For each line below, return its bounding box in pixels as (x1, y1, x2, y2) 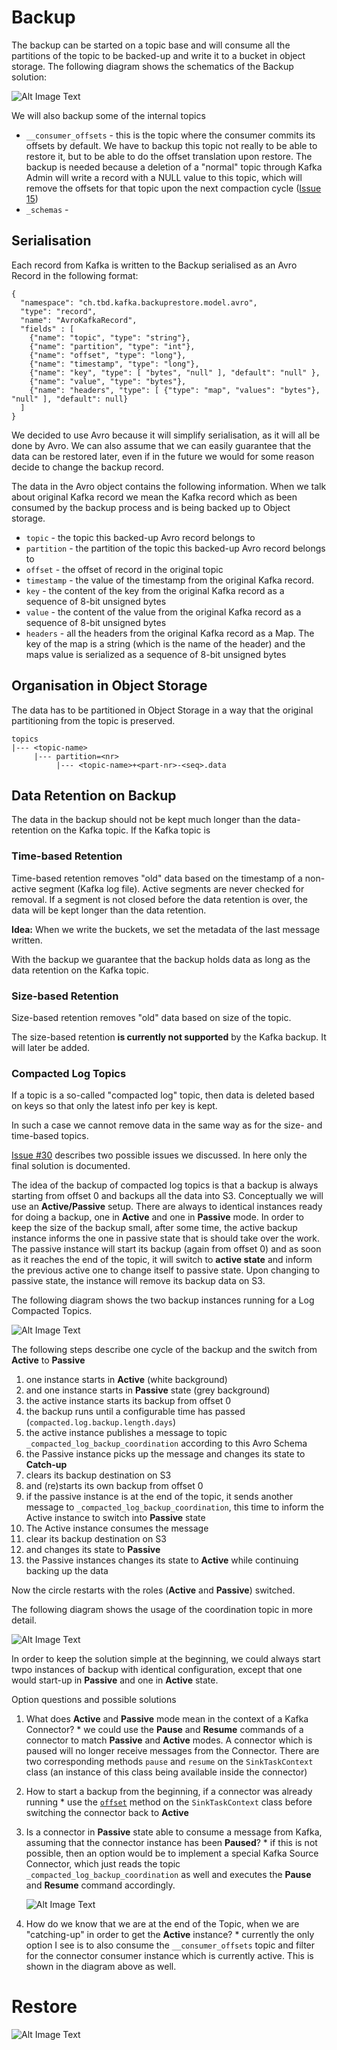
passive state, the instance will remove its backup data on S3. (11, 1275, 266, 1287)
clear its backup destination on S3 (25, 1533, 167, 1545)
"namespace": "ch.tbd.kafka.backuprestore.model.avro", (20, 297, 258, 308)
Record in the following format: (11, 269, 139, 281)
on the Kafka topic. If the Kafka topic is (50, 824, 211, 836)
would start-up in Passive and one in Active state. (11, 1674, 219, 1686)
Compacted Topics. (11, 1305, 93, 1317)
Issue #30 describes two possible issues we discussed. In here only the (11, 1149, 308, 1161)
